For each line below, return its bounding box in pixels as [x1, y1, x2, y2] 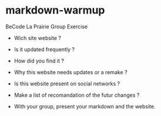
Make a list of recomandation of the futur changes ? [14, 91, 140, 98]
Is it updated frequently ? [14, 45, 75, 53]
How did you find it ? [14, 57, 64, 64]
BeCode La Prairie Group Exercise [5, 23, 88, 30]
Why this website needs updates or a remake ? [14, 68, 128, 75]
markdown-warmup [5, 4, 105, 17]
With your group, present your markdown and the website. [14, 102, 156, 110]
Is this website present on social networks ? [14, 80, 120, 87]
